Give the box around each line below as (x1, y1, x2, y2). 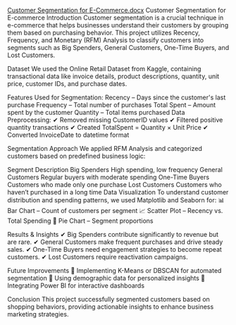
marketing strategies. (7, 310, 69, 318)
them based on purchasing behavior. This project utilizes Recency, (7, 28, 201, 37)
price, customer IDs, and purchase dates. (7, 80, 128, 87)
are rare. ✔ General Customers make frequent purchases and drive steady (7, 238, 223, 246)
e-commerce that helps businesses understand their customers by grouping (7, 21, 229, 29)
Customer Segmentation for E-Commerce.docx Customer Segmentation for (7, 6, 227, 14)
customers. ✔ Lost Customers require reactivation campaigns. (7, 253, 188, 261)
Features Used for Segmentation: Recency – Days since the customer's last (7, 93, 226, 102)
